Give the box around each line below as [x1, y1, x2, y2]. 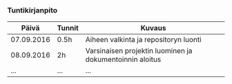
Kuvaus [140, 23, 166, 33]
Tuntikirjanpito [7, 6, 58, 15]
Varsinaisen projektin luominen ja [85, 46, 193, 56]
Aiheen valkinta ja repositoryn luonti [85, 35, 202, 45]
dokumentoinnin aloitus [85, 54, 162, 64]
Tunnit [57, 23, 79, 33]
